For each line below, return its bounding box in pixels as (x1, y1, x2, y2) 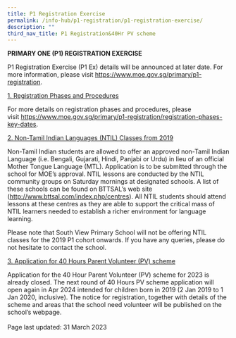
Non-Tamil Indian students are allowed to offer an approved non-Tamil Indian (7, 147, 230, 156)
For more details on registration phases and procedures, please (7, 105, 192, 113)
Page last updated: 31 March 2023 (7, 323, 107, 332)
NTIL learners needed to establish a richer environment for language (7, 207, 206, 215)
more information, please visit (7, 70, 94, 79)
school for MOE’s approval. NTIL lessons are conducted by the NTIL (7, 170, 204, 178)
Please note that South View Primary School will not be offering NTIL (7, 228, 207, 237)
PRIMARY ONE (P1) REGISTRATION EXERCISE (7, 49, 142, 58)
